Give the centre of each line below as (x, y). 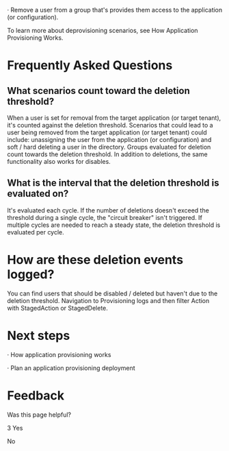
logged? (31, 274)
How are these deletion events (95, 260)
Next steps (39, 336)
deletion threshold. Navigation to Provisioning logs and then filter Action (108, 300)
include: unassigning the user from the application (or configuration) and (109, 139)
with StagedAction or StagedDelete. (57, 308)
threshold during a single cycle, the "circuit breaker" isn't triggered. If (105, 217)
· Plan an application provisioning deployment (71, 368)
